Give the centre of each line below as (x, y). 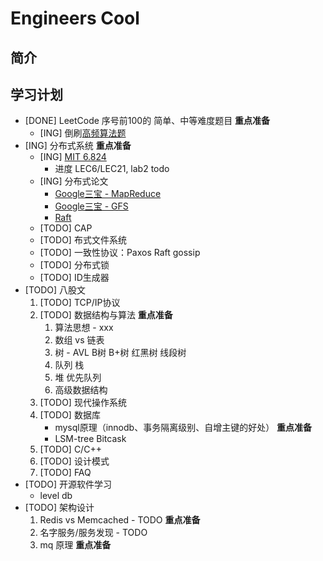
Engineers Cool (75, 18)
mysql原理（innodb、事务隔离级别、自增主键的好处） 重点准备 (183, 428)
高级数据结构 (81, 390)
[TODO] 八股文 (55, 290)
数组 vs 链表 (79, 340)
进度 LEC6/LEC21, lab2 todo (112, 169)
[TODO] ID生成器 (74, 278)
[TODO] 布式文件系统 (83, 240)
